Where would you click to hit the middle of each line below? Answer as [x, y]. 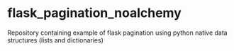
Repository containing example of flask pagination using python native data [118, 33]
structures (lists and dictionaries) [56, 40]
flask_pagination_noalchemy [95, 13]
